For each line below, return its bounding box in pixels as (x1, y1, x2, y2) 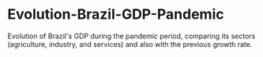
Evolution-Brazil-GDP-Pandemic (7, 5, 224, 23)
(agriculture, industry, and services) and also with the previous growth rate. (7, 39, 253, 48)
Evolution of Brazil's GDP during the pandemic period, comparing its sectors (7, 31, 256, 41)
